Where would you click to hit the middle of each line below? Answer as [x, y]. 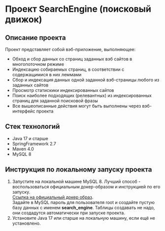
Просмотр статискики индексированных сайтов [63, 90]
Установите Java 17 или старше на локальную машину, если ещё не [83, 218]
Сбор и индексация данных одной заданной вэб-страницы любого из [86, 80]
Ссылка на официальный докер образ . [53, 197]
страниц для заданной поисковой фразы [55, 101]
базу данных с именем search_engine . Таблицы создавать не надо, [83, 207]
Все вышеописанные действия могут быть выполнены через [77, 106]
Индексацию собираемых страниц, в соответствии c [68, 69]
